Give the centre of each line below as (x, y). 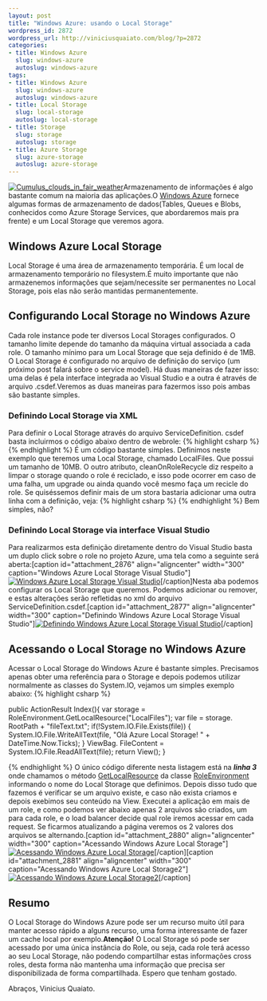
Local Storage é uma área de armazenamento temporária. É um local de (126, 265)
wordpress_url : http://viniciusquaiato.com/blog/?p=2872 (105, 38)
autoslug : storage (46, 142)
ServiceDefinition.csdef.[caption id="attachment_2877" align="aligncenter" (132, 607)
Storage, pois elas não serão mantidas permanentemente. (103, 291)
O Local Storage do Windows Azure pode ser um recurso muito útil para (126, 922)
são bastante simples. (44, 395)
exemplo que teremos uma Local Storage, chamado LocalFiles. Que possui (131, 459)
